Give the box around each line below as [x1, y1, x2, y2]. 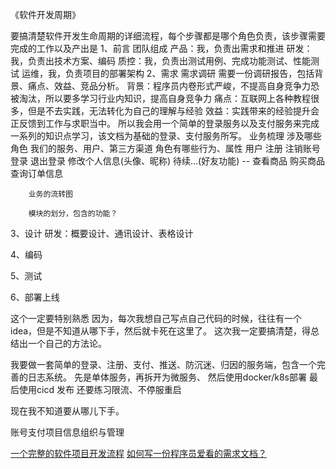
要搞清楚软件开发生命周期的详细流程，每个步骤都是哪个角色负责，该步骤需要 [10, 30, 326, 42]
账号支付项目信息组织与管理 [10, 426, 125, 438]
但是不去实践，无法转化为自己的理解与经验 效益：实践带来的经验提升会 [27, 105, 320, 117]
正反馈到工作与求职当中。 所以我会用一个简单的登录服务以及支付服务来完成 [10, 118, 320, 129]
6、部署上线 [10, 291, 60, 303]
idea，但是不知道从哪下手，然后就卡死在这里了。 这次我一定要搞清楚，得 [10, 325, 312, 337]
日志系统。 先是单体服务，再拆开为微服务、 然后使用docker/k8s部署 [27, 371, 307, 383]
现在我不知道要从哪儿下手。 [10, 405, 125, 417]
